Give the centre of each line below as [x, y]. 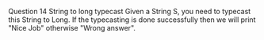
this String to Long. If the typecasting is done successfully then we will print [132, 20]
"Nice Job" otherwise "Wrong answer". [72, 28]
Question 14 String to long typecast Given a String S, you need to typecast [130, 11]
